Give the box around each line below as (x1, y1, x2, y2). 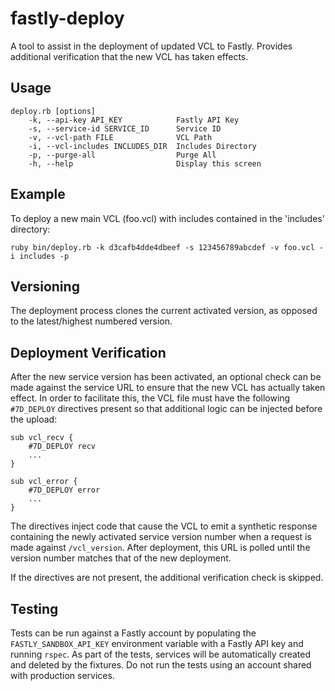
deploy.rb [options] (10, 106, 97, 116)
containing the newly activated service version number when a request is (10, 531, 312, 543)
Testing (10, 600, 59, 617)
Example (10, 186, 66, 203)
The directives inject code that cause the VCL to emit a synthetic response (10, 520, 318, 532)
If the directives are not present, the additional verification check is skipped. (10, 572, 324, 584)
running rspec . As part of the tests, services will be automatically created (10, 648, 312, 660)
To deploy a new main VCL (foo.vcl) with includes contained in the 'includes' (10, 212, 325, 224)
